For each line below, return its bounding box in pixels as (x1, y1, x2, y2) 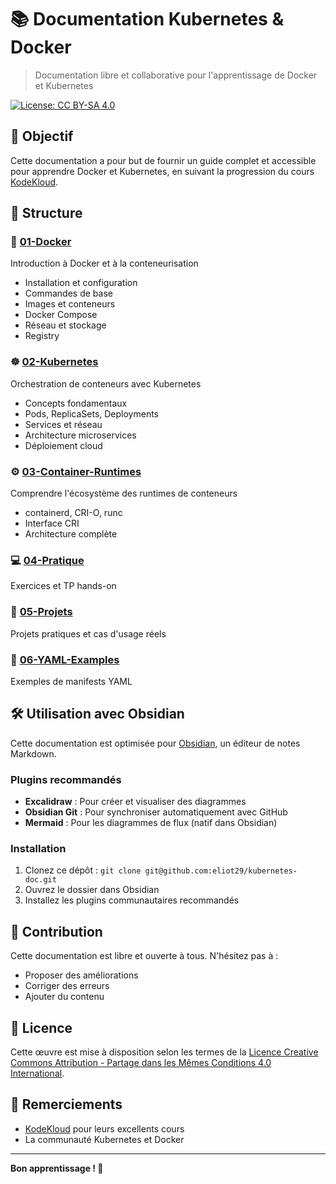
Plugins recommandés (10, 772, 122, 786)
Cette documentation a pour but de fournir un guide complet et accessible (10, 154, 317, 166)
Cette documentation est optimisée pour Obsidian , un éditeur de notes (10, 737, 301, 749)
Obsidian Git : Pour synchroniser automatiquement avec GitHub (24, 806, 288, 818)
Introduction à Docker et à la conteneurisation (10, 257, 199, 270)
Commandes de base (24, 287, 113, 300)
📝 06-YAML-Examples (10, 652, 120, 666)
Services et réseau (24, 418, 103, 430)
